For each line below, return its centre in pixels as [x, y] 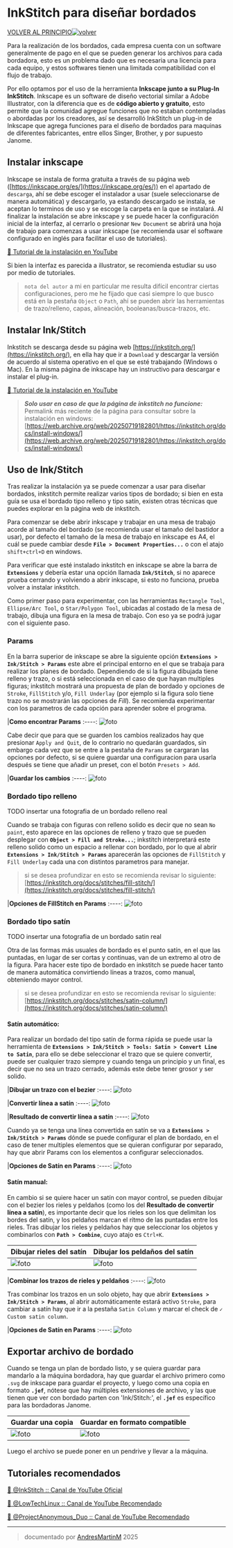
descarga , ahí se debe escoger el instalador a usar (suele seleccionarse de [113, 193]
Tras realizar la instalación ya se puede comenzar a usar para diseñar [106, 487]
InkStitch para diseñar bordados [102, 13]
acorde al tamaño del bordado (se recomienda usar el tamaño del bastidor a [115, 530]
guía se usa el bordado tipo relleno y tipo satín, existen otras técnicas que [112, 501]
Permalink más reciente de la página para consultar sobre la [110, 411]
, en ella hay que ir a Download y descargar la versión [144, 354]
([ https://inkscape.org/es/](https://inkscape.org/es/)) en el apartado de [109, 187]
